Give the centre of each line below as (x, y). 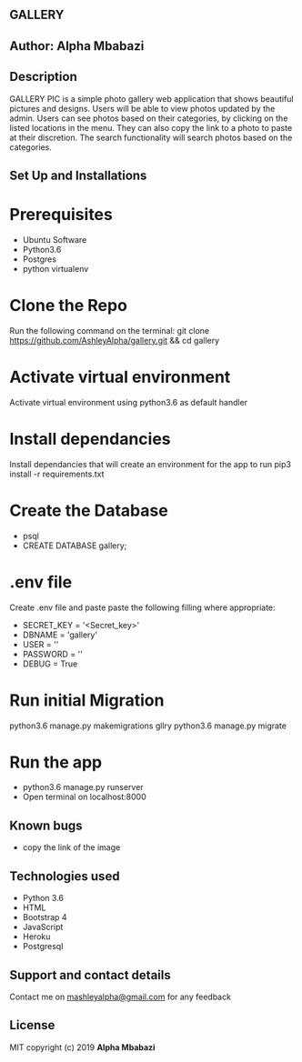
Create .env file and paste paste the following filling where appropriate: (142, 607)
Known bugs (46, 825)
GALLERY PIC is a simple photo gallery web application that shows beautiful (151, 98)
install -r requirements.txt (57, 474)
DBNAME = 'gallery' (60, 635)
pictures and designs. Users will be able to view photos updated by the (142, 108)
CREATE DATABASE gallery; (75, 546)
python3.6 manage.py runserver (83, 787)
